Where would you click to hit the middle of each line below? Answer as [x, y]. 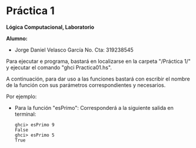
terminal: [25, 114]
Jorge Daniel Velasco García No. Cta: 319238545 [74, 50]
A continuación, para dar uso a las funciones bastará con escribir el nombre [98, 79]
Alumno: [17, 38]
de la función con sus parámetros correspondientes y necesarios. [86, 85]
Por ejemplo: [21, 96]
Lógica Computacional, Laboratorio [50, 27]
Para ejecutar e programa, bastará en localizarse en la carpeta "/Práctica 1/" [99, 61]
